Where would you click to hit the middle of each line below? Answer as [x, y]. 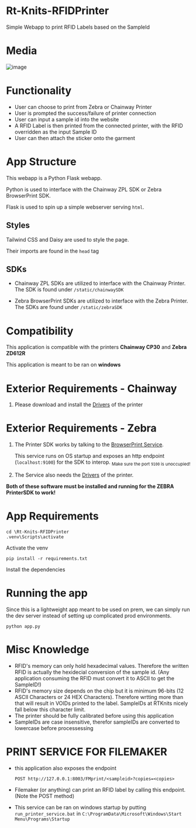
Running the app [47, 593]
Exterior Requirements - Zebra [81, 428]
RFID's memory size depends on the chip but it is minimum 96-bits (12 [99, 691]
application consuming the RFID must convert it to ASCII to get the [94, 678]
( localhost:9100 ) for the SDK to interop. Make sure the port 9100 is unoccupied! [102, 463]
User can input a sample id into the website [67, 119]
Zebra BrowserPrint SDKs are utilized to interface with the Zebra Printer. [101, 301]
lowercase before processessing [54, 728]
